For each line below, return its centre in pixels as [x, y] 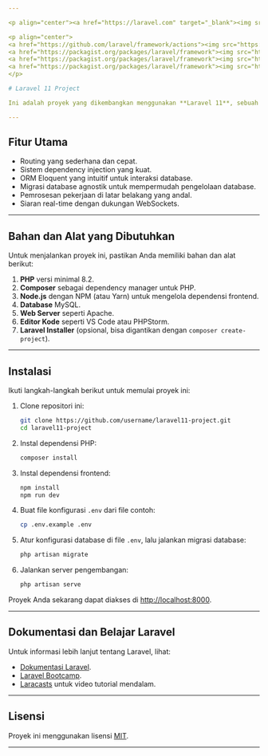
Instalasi [30, 371]
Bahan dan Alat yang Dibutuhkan [92, 236]
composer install [49, 458]
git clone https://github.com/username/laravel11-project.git [125, 421]
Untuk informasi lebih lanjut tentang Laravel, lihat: [90, 652]
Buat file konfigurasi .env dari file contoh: [87, 510]
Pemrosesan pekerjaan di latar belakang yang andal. [106, 195]
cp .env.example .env [55, 525]
